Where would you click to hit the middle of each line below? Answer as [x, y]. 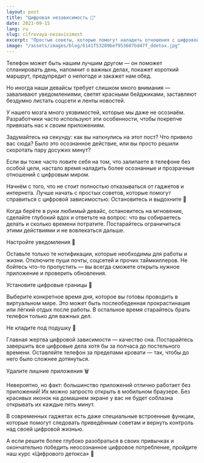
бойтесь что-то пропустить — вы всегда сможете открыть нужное [93, 266]
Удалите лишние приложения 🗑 [48, 371]
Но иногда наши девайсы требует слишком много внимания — [88, 87]
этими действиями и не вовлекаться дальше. [66, 230]
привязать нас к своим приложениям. [56, 125]
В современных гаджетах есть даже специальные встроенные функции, [101, 416]
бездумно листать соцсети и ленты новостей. [66, 100]
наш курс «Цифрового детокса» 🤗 [50, 453]
